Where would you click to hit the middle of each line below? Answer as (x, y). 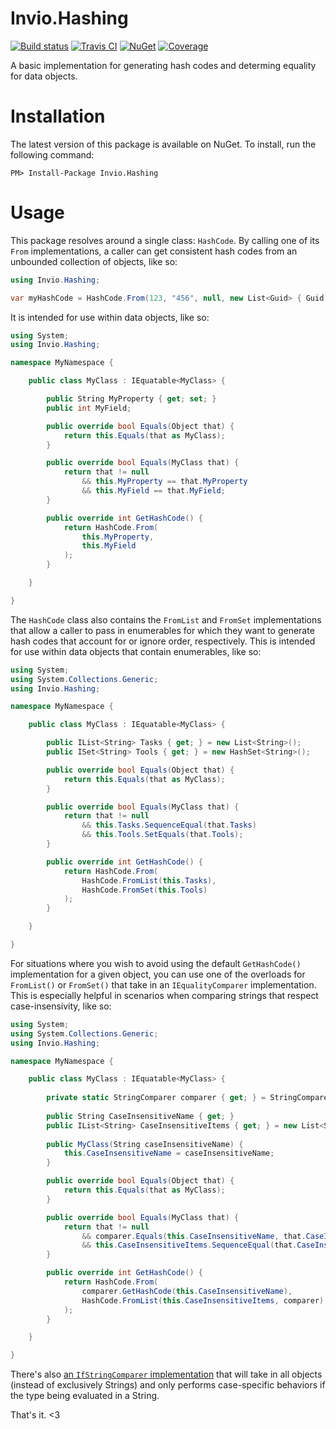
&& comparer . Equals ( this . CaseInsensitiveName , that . (194, 1236)
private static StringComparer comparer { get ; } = (156, 1098)
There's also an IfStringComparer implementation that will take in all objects (166, 1374)
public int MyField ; (89, 408)
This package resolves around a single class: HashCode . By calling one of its (165, 240)
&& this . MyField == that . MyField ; (153, 491)
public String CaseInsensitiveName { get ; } (140, 1116)
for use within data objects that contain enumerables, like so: (136, 651)
